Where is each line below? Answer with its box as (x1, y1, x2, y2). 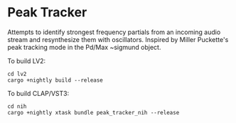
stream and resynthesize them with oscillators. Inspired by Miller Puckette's (7, 35, 229, 43)
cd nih (7, 102, 27, 110)
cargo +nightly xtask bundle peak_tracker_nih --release (7, 109, 180, 116)
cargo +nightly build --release (7, 76, 103, 84)
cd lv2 (7, 70, 27, 77)
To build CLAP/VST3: (7, 89, 70, 97)
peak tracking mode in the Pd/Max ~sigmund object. (7, 43, 161, 51)
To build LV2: (7, 56, 46, 65)
